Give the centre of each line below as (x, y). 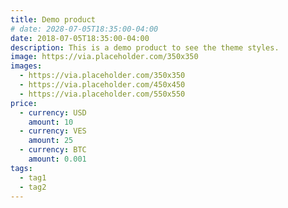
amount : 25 (51, 141)
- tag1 (33, 177)
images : (26, 66)
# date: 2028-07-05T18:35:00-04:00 (84, 29)
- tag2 (33, 187)
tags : (21, 168)
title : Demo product (53, 19)
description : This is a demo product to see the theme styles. (145, 47)
